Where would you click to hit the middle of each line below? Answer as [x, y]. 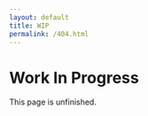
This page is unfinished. [53, 102]
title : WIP [29, 26]
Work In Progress [74, 77]
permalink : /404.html [49, 34]
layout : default [39, 17]
